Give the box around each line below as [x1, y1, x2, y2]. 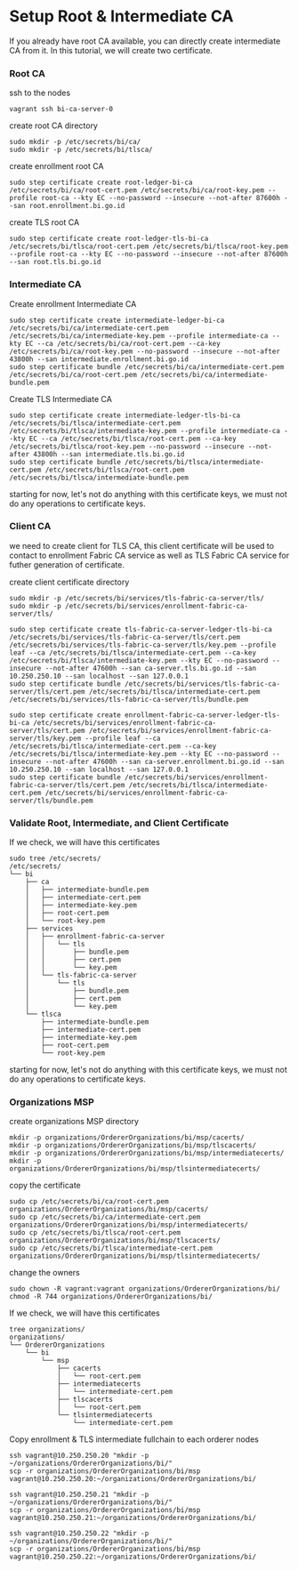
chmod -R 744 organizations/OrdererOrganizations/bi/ [9, 1292, 213, 1301]
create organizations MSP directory [9, 1116, 140, 1127]
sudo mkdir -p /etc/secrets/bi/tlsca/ [9, 145, 153, 155]
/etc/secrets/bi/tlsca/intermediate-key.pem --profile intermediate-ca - [9, 426, 289, 435]
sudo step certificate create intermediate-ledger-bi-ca [9, 316, 225, 325]
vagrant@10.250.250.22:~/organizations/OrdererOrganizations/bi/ [9, 1552, 256, 1562]
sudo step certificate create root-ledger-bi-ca [9, 178, 193, 188]
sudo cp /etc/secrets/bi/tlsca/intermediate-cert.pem [9, 1244, 213, 1253]
